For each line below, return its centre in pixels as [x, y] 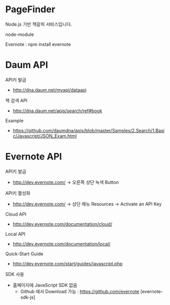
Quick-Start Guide [24, 253]
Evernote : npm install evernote [38, 44]
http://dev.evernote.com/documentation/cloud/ [62, 224]
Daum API [27, 65]
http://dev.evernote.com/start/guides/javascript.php [68, 264]
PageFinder [30, 9]
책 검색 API [16, 100]
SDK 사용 [15, 274]
